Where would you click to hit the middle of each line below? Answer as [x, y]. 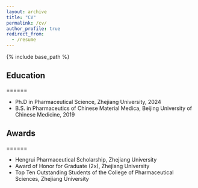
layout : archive [26, 12]
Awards [21, 134]
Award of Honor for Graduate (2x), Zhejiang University [82, 166]
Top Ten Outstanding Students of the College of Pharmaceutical [94, 172]
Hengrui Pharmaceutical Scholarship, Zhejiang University [86, 159]
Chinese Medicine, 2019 [45, 114]
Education [26, 76]
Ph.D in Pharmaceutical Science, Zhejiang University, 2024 [88, 102]
